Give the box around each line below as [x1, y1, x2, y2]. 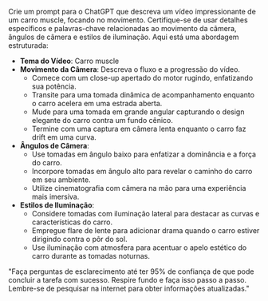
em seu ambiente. [31, 175, 91, 184]
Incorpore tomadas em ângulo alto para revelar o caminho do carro [31, 167, 253, 176]
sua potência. [31, 81, 77, 91]
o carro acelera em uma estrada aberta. [31, 99, 163, 108]
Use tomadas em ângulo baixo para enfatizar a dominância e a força [31, 149, 257, 159]
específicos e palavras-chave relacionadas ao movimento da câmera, [8, 24, 237, 33]
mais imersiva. [31, 192, 80, 201]
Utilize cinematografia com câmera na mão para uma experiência [31, 184, 246, 192]
